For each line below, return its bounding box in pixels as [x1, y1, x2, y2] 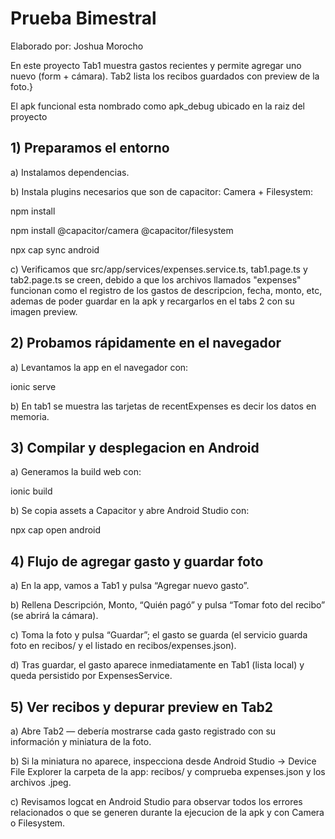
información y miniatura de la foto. [10, 736, 152, 747]
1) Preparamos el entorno [10, 140, 170, 157]
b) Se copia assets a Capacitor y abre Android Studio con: [10, 505, 250, 517]
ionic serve [10, 380, 57, 392]
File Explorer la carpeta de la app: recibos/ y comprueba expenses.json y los [10, 766, 326, 777]
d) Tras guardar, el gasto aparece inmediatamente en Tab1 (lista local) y [10, 659, 305, 671]
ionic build [10, 485, 53, 497]
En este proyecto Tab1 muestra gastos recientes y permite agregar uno [10, 59, 302, 71]
